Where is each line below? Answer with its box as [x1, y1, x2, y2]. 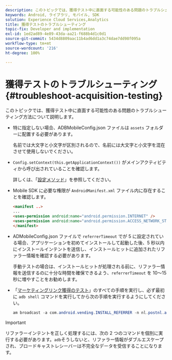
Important [5, 319, 26, 326]
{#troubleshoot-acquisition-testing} [5, 90, 163, 102]
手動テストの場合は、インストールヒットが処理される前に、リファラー [12, 263, 161, 269]
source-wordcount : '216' [5, 46, 58, 51]
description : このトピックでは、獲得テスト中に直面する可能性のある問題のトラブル [5, 7, 161, 13]
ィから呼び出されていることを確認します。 [12, 166, 102, 172]
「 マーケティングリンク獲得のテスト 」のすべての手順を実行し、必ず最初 [12, 287, 165, 293]
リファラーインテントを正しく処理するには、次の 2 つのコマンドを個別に [5, 330, 159, 336]
